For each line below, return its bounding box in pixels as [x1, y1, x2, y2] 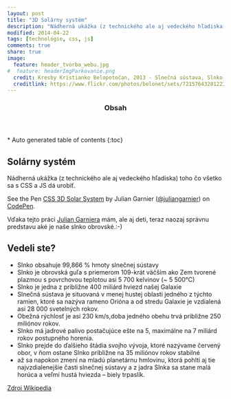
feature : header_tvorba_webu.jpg [13, 61, 109, 68]
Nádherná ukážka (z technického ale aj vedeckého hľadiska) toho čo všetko [7, 173, 222, 182]
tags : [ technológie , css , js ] [7, 36, 94, 43]
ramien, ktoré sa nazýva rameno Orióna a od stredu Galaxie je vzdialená [16, 297, 221, 305]
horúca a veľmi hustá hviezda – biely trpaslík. [16, 370, 146, 378]
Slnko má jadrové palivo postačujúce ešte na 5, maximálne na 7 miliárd [16, 326, 218, 334]
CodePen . [7, 202, 36, 210]
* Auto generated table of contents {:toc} [7, 136, 124, 144]
